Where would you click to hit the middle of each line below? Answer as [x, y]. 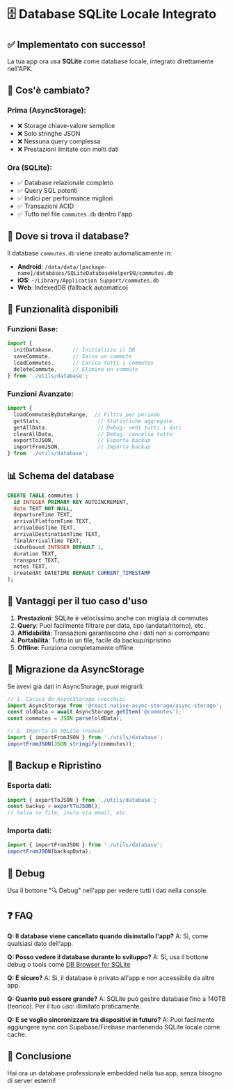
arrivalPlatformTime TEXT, [53, 521]
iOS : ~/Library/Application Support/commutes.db [88, 280]
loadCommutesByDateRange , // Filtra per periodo [87, 414]
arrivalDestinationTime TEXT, [57, 535]
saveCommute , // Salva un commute [73, 356]
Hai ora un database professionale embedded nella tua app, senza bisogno [115, 1073]
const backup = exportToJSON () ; [54, 806]
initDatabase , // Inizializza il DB [74, 350]
